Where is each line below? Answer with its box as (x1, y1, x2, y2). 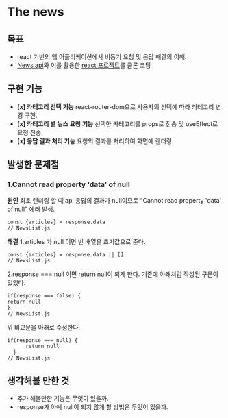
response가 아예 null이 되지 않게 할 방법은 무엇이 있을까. (16, 403, 168, 411)
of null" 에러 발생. (7, 205, 55, 213)
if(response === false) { (7, 292, 81, 299)
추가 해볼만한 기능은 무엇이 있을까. (16, 395, 109, 403)
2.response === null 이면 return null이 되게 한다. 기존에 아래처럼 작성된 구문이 (7, 270, 219, 278)
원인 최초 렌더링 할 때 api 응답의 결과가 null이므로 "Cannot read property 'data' (7, 196, 222, 204)
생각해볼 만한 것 (7, 375, 70, 386)
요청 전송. (16, 128, 43, 136)
